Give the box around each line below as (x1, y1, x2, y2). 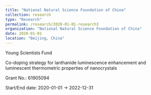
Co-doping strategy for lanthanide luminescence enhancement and (5, 59, 146, 66)
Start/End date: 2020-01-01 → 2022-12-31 (5, 84, 94, 90)
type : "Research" (5, 17, 42, 22)
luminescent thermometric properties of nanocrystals (5, 65, 117, 71)
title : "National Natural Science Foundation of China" (5, 7, 126, 13)
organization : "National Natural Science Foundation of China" (5, 26, 142, 31)
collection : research (5, 12, 51, 17)
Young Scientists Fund (5, 49, 52, 56)
